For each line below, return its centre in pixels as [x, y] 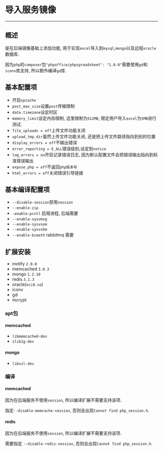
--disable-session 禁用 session [42, 202]
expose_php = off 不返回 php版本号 [45, 167]
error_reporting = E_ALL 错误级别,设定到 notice [59, 148]
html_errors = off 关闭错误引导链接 [48, 173]
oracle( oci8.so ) [28, 284]
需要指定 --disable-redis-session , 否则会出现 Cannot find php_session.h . [79, 443]
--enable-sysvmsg [30, 219]
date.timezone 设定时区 [35, 112]
